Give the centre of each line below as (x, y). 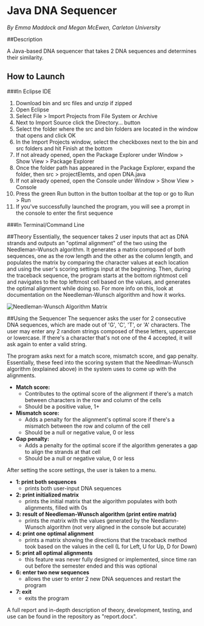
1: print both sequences (46, 482)
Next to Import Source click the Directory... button (78, 122)
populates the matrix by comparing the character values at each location (98, 262)
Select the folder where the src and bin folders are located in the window (107, 129)
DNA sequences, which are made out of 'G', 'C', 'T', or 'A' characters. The (99, 325)
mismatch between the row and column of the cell (87, 426)
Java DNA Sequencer (62, 11)
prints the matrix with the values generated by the (87, 520)
